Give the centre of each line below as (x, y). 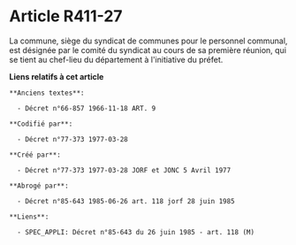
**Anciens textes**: (47, 93)
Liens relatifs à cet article (57, 76)
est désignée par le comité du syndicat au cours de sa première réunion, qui (148, 50)
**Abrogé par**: (39, 186)
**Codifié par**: (41, 124)
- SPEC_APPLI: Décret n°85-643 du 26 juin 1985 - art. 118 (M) (136, 232)
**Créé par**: (35, 155)
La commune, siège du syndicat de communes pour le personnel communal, (148, 41)
